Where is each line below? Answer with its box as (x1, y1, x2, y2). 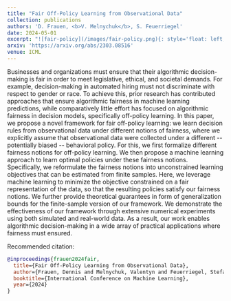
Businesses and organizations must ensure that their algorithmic (7, 67, 189, 76)
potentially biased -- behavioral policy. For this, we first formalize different (7, 141, 217, 149)
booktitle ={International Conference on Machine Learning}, (13, 275, 189, 282)
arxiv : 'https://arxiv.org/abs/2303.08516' (7, 42, 134, 49)
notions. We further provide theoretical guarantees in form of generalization (7, 192, 222, 200)
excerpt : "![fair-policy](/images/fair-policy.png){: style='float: (7, 36, 208, 43)
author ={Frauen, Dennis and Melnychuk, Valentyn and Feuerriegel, (13, 269, 208, 275)
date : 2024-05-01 (7, 29, 57, 37)
